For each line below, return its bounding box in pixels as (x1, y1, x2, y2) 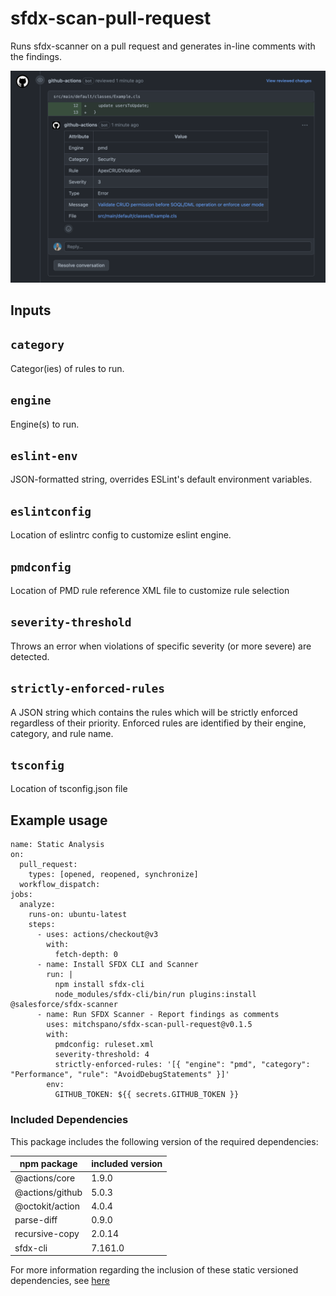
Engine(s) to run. (10, 418, 80, 430)
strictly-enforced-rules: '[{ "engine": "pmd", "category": (54, 1060, 311, 1070)
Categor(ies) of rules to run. (10, 362, 125, 374)
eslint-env (10, 448, 78, 463)
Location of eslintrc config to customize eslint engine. (10, 529, 232, 541)
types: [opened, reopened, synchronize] (28, 870, 199, 880)
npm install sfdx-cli (54, 980, 145, 990)
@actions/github (14, 1186, 83, 1198)
